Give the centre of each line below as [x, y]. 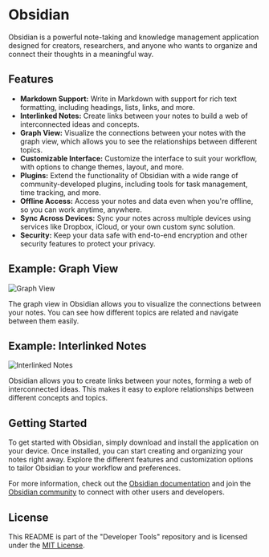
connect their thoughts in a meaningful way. [81, 54]
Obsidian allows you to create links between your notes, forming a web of [130, 381]
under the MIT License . [47, 545]
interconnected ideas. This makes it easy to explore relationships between [131, 389]
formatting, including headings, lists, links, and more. [107, 107]
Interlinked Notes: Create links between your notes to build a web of [134, 116]
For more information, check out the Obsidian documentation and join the [130, 484]
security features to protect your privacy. [88, 243]
